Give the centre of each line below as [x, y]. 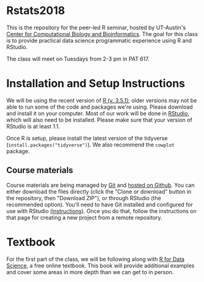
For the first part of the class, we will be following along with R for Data [96, 259]
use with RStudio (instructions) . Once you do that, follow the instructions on [101, 211]
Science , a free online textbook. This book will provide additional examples [100, 266]
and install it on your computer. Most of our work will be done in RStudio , [98, 113]
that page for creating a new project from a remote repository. [84, 217]
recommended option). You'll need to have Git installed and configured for [100, 204]
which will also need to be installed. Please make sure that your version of [99, 120]
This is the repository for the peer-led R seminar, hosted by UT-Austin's [96, 27]
